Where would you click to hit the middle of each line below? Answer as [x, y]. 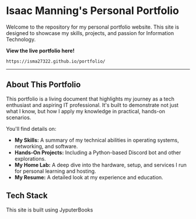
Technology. [21, 39]
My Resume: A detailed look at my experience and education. [89, 177]
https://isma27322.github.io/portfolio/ [56, 61]
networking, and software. [46, 146]
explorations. [30, 158]
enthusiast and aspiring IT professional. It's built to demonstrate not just [92, 105]
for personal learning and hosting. [55, 171]
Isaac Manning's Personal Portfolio [92, 11]
